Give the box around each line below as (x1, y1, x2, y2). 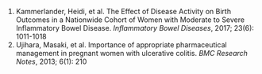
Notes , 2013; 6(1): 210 (15, 57, 87, 66)
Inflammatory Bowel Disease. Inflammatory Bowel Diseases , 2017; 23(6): (15, 24, 254, 32)
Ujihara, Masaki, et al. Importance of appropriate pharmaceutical (15, 40, 228, 50)
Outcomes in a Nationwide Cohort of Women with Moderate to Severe (15, 15, 245, 24)
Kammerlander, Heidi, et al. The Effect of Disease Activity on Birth (15, 7, 232, 16)
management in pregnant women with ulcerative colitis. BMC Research (15, 49, 249, 57)
